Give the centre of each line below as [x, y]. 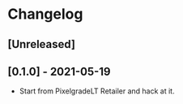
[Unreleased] [42, 44]
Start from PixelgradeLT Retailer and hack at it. [97, 91]
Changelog [45, 14]
